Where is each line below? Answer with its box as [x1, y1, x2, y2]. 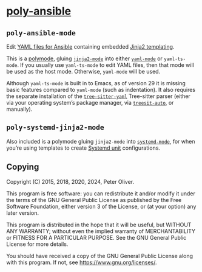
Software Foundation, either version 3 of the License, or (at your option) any [6, 203, 197, 210]
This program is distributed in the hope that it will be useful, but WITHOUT [6, 221, 192, 228]
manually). [6, 105, 33, 113]
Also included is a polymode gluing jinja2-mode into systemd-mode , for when [6, 138, 195, 145]
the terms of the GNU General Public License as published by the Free [6, 196, 182, 203]
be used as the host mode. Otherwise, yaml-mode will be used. [6, 68, 161, 75]
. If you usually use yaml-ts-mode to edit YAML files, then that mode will [17, 61, 194, 68]
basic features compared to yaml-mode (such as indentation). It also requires [6, 86, 196, 93]
